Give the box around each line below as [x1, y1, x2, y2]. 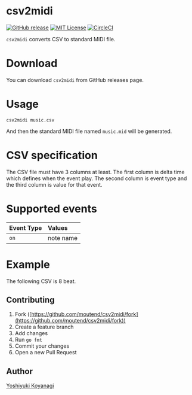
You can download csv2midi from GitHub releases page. [6, 76, 144, 83]
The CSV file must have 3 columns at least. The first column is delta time [6, 168, 185, 175]
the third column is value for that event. [6, 181, 103, 188]
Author [6, 366, 33, 376]
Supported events [6, 202, 97, 215]
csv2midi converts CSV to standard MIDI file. [6, 35, 116, 42]
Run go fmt [14, 336, 43, 344]
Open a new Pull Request [14, 349, 77, 356]
